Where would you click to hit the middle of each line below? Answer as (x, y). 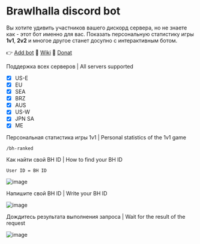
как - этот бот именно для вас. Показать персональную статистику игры (100, 34)
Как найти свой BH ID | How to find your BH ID (65, 160)
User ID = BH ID (26, 171)
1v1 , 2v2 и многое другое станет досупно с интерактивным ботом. (92, 40)
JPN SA (24, 119)
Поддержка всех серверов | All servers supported (70, 66)
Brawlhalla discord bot (63, 11)
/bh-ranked (20, 148)
